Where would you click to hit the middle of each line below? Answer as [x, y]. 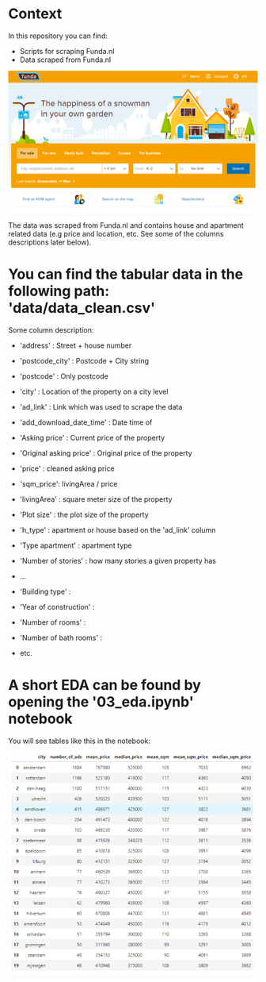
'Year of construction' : [57, 607]
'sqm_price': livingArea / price [68, 483]
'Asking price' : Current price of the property [92, 437]
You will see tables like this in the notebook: [79, 741]
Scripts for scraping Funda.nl [67, 51]
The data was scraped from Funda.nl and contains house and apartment [126, 225]
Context [35, 14]
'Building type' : [45, 591]
